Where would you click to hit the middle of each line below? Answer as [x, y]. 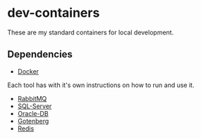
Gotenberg [33, 121]
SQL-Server [35, 106]
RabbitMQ [32, 98]
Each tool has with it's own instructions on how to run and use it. [101, 85]
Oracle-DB [33, 113]
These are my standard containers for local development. [91, 32]
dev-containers [54, 13]
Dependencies [40, 54]
